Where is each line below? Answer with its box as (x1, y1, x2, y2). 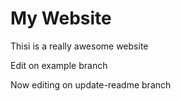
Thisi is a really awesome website (10, 40, 149, 52)
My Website (10, 7, 112, 30)
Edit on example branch (10, 59, 108, 71)
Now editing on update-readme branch (10, 78, 172, 91)
